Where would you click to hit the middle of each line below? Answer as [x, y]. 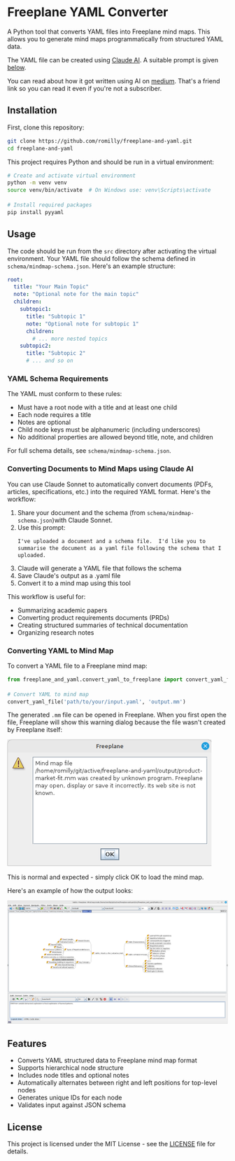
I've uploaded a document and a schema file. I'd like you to [112, 541]
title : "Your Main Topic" [51, 287]
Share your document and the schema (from [81, 512]
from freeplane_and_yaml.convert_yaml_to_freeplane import [95, 680]
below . [17, 67]
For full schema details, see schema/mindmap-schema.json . [89, 451]
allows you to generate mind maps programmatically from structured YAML [115, 38]
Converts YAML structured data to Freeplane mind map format [107, 1060]
